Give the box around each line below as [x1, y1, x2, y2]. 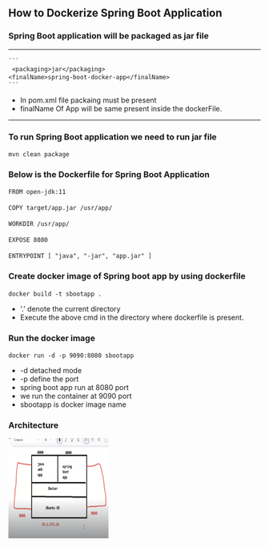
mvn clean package [8, 150, 70, 159]
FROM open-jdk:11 [8, 188, 66, 196]
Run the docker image [8, 332, 96, 344]
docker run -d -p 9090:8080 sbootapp [8, 352, 134, 360]
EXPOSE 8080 [8, 236, 48, 244]
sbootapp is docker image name [19, 400, 126, 409]
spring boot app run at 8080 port [19, 382, 130, 392]
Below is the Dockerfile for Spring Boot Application [8, 168, 211, 179]
